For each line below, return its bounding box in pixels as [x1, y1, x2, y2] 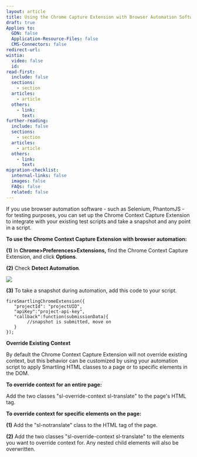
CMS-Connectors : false [11, 42, 67, 48]
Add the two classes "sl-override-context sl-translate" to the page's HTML [6, 392, 186, 399]
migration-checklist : [6, 167, 59, 174]
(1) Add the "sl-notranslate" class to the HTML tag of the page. [6, 421, 158, 428]
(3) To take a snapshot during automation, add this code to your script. [6, 286, 177, 294]
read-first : [6, 69, 35, 75]
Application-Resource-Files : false [11, 36, 98, 42]
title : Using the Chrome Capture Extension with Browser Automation [6, 14, 177, 20]
